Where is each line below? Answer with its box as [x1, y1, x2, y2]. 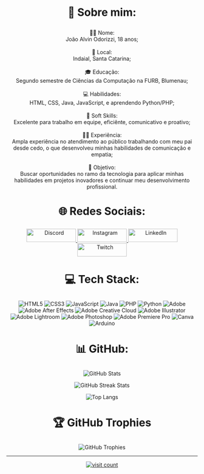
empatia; [90, 151, 114, 158]
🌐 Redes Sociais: [58, 204, 146, 218]
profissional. [86, 183, 118, 190]
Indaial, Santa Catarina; [72, 55, 132, 63]
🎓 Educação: [84, 68, 120, 75]
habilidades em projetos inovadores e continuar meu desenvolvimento [14, 176, 190, 184]
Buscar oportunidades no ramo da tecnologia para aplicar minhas [20, 170, 184, 178]
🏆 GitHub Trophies [52, 416, 152, 430]
